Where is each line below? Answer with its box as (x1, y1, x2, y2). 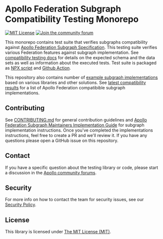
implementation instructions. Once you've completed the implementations (5, 127, 153, 133)
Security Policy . (5, 202, 36, 207)
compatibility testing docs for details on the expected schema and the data (5, 54, 155, 60)
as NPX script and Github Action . (5, 65, 71, 71)
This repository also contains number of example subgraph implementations (5, 74, 158, 80)
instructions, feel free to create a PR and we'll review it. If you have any (5, 132, 147, 138)
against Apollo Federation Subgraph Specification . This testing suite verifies (5, 44, 157, 50)
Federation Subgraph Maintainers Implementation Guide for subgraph (5, 122, 145, 128)
